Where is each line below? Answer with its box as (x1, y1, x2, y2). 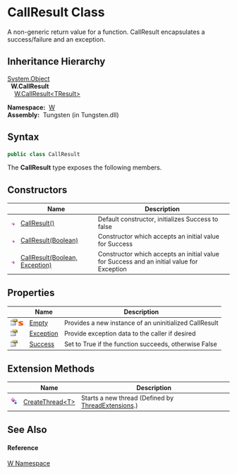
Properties (7, 287, 55, 299)
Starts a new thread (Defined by (80, 393, 174, 403)
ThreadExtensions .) (80, 401, 138, 410)
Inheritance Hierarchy (7, 56, 106, 68)
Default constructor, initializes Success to (97, 215, 219, 223)
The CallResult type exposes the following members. (7, 163, 162, 172)
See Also (7, 424, 47, 436)
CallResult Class (7, 4, 105, 20)
